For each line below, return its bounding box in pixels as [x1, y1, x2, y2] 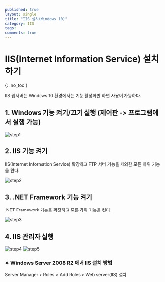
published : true [5, 7, 39, 12]
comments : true [5, 30, 37, 35]
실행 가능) [12, 118, 41, 127]
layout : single [5, 12, 37, 17]
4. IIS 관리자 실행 [5, 232, 54, 241]
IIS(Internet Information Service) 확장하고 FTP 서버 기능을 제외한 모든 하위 [5, 161, 151, 167]
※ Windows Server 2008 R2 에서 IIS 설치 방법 [5, 259, 113, 266]
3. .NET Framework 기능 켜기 [5, 193, 92, 201]
